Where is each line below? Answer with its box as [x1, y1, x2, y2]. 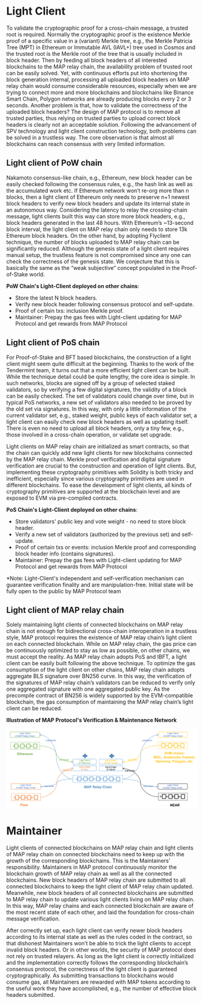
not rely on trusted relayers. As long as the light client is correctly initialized [6, 953, 194, 960]
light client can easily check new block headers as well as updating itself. [6, 418, 189, 425]
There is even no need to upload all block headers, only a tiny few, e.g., [6, 424, 184, 432]
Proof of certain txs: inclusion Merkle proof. [15, 307, 124, 314]
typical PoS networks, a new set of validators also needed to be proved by [6, 398, 192, 406]
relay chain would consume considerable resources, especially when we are [6, 82, 197, 89]
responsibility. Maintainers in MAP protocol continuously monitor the [6, 864, 177, 871]
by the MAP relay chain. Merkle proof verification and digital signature [6, 455, 181, 463]
